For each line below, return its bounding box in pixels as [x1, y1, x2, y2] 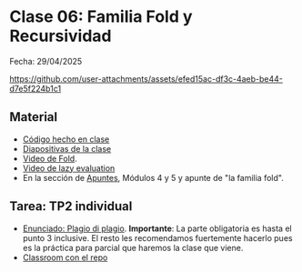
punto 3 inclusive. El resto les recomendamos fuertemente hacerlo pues [22, 232, 293, 243]
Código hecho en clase [22, 134, 110, 145]
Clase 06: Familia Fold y [9, 6, 193, 27]
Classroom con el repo [22, 252, 108, 263]
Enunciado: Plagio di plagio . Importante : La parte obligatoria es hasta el [22, 223, 293, 234]
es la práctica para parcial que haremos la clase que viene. [22, 242, 244, 253]
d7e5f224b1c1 [9, 83, 62, 94]
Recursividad [9, 25, 112, 46]
